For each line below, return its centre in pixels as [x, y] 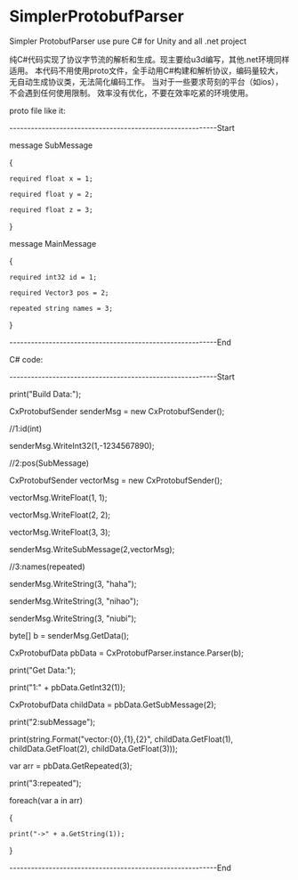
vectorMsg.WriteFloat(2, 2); [60, 515]
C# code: [26, 359]
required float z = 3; [51, 210]
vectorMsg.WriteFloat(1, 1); [58, 497]
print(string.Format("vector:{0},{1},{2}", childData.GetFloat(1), [121, 739]
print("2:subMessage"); [52, 721]
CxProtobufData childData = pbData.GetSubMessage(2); [113, 705]
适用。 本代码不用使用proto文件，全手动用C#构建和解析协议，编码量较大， [146, 70]
